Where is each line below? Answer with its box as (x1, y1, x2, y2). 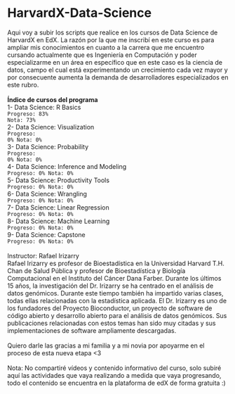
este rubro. (7, 80, 39, 89)
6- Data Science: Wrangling (7, 189, 88, 198)
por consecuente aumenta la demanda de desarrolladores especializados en (7, 72, 229, 82)
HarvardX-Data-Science (7, 5, 152, 21)
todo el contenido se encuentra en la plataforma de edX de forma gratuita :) (7, 379, 226, 387)
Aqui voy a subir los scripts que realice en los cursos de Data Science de (7, 28, 218, 37)
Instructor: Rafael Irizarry (7, 251, 79, 260)
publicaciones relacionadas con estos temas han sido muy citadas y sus (7, 319, 216, 327)
